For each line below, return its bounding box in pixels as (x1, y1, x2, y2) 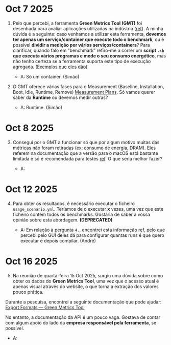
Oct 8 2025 (5, 123, 54, 134)
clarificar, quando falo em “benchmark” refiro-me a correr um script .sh (12, 47, 164, 53)
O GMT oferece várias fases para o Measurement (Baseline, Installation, (12, 83, 164, 90)
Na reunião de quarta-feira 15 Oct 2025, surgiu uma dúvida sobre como (12, 272, 163, 278)
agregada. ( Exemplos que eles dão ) (12, 64, 88, 70)
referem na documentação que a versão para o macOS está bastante (12, 150, 158, 156)
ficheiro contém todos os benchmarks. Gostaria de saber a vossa (12, 211, 151, 217)
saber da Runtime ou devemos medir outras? (12, 94, 108, 100)
